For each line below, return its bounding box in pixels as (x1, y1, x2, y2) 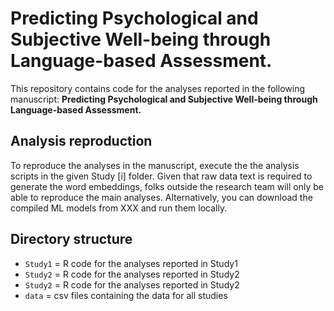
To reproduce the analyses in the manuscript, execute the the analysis (10, 159, 300, 171)
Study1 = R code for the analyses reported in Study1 (24, 257, 238, 269)
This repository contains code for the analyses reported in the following (10, 82, 305, 94)
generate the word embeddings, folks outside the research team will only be (10, 180, 325, 192)
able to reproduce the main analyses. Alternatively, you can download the (10, 191, 313, 203)
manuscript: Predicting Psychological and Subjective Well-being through (10, 93, 318, 105)
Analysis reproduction (10, 133, 153, 150)
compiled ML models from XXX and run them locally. (10, 202, 228, 214)
